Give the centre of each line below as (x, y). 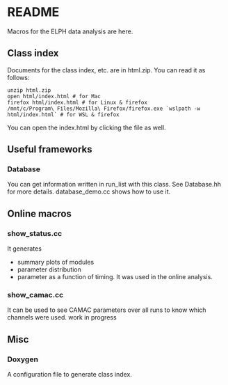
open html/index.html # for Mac (54, 96)
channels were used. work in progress (62, 317)
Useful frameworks (50, 149)
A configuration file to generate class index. (70, 375)
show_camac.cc (35, 295)
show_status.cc (35, 233)
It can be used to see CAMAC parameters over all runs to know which (107, 310)
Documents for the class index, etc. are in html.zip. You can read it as (106, 70)
